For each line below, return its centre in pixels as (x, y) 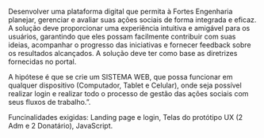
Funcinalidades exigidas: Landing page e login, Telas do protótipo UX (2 (126, 117)
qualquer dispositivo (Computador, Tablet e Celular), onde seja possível (125, 85)
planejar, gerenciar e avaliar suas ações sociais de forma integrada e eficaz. (132, 20)
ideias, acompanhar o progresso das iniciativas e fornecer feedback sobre (130, 45)
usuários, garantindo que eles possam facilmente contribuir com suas (122, 36)
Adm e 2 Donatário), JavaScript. (61, 126)
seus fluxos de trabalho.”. (50, 102)
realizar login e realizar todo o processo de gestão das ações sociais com (128, 93)
